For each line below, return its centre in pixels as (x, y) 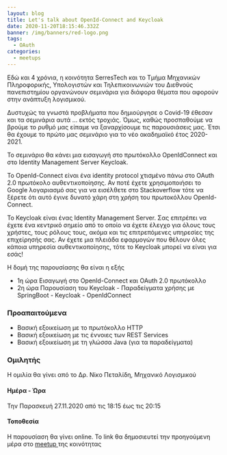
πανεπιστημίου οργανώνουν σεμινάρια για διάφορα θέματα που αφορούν (113, 92)
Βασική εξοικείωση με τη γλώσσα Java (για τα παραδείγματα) (105, 342)
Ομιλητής (24, 360)
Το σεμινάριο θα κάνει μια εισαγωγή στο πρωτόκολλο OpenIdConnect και (112, 155)
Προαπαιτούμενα (37, 313)
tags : (15, 39)
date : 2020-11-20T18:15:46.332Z (53, 26)
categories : (24, 52)
